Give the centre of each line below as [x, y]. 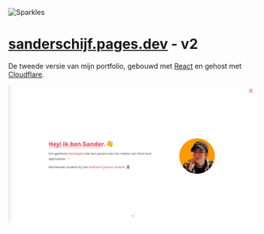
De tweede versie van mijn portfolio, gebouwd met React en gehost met [125, 66]
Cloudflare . [26, 74]
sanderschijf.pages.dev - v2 [103, 44]
